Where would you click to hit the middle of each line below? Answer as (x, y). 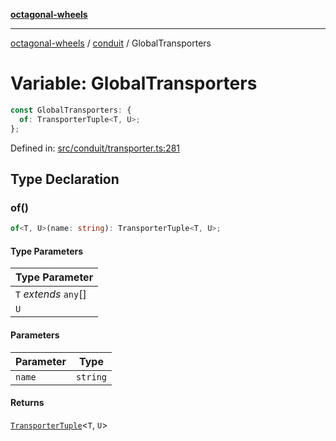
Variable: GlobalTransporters (134, 83)
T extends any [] (51, 294)
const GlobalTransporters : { (71, 110)
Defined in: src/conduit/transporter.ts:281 (95, 148)
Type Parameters (47, 251)
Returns (27, 403)
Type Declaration (65, 179)
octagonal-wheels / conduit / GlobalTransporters (111, 43)
